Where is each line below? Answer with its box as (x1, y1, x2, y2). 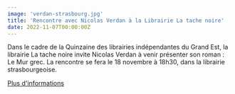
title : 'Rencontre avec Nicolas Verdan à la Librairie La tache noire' (7, 17, 224, 24)
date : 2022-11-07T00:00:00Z (7, 23, 91, 30)
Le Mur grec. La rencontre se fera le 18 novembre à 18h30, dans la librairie (7, 58, 226, 66)
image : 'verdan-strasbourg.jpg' (7, 10, 103, 18)
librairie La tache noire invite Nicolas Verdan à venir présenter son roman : (7, 50, 225, 59)
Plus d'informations (7, 79, 65, 88)
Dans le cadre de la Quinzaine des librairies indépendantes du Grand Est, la (7, 43, 229, 52)
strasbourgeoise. (7, 65, 57, 74)
